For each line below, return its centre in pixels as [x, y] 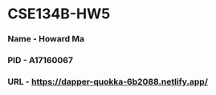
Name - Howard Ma [46, 39]
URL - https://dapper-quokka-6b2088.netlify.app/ [108, 81]
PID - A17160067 [41, 61]
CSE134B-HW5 [59, 14]
